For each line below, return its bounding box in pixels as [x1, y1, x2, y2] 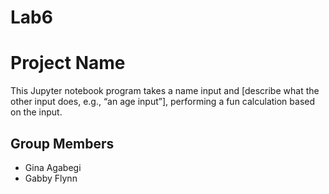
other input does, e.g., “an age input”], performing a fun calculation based [10, 96, 316, 108]
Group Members [10, 135, 115, 152]
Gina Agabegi [24, 161, 82, 173]
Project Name [10, 52, 126, 75]
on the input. [10, 106, 63, 118]
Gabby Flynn [24, 172, 78, 184]
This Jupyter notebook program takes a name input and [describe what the [10, 85, 320, 97]
